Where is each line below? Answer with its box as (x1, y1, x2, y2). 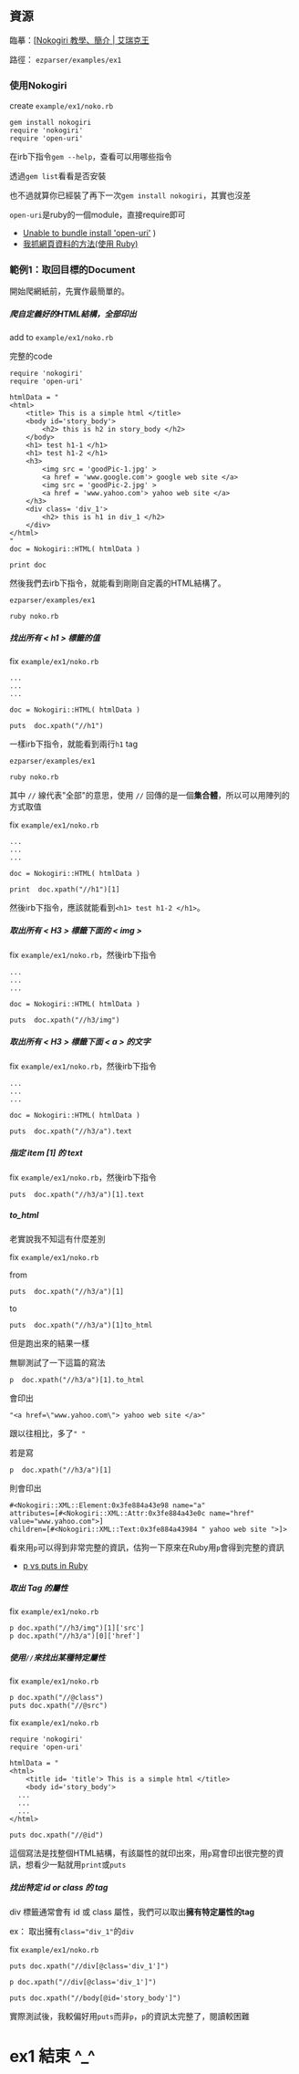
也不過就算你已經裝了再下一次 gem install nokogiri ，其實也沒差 (9, 190, 252, 201)
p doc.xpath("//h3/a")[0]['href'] (9, 1631, 141, 1641)
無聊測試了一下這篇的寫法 (9, 1358, 106, 1369)
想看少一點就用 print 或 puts (25, 1860, 127, 1871)
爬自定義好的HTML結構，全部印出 (9, 308, 137, 319)
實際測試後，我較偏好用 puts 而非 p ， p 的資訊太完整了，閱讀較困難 (9, 2011, 250, 2022)
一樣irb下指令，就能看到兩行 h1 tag (9, 738, 139, 750)
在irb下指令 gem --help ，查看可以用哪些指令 (9, 151, 173, 162)
